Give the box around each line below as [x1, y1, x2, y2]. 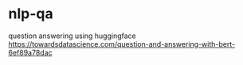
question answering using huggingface [8, 31, 137, 40]
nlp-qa [8, 5, 53, 23]
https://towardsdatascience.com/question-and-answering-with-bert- [8, 39, 236, 48]
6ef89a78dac [8, 48, 53, 57]
